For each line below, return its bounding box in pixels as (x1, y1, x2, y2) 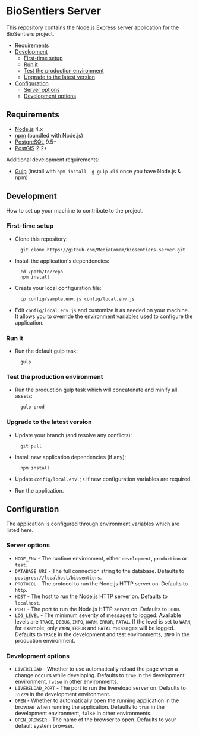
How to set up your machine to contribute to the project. (6, 207, 144, 214)
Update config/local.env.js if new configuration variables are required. (14, 475, 192, 482)
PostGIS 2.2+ (14, 144, 48, 151)
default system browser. (14, 722, 74, 730)
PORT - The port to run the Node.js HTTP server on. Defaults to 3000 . (14, 605, 181, 612)
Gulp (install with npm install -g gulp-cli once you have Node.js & (14, 167, 181, 175)
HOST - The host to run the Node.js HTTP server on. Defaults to (14, 593, 168, 600)
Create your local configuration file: (14, 284, 102, 291)
